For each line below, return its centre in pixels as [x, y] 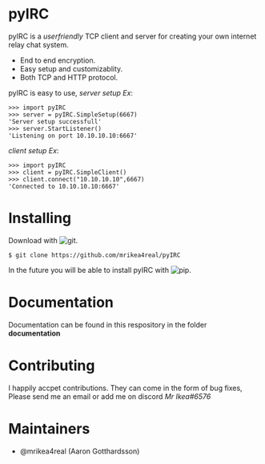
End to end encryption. [58, 60]
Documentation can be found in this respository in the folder [108, 324]
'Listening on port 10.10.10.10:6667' [73, 136]
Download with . [43, 240]
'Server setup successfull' [55, 121]
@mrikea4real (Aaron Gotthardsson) [80, 451]
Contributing [52, 365]
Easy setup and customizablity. [71, 68]
